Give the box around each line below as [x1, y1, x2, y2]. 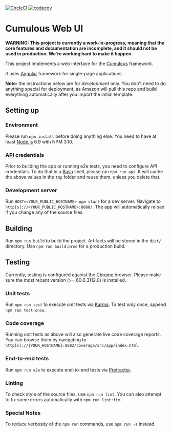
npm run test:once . [5, 307, 46, 313]
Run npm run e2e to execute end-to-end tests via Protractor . [5, 366, 132, 373]
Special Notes [5, 409, 41, 416]
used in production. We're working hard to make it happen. [5, 50, 133, 56]
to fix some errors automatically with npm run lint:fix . [5, 397, 122, 403]
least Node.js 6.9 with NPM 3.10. [5, 138, 73, 145]
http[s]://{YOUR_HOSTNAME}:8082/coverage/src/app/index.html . [5, 342, 140, 348]
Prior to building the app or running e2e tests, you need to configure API [5, 163, 158, 169]
